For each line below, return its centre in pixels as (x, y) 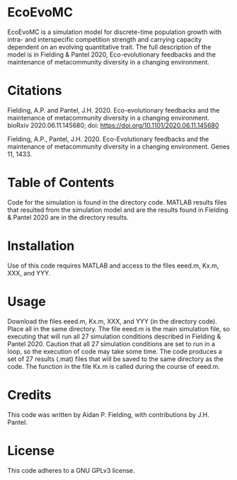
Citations (35, 91)
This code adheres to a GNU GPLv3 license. (71, 470)
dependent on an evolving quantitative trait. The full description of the (109, 47)
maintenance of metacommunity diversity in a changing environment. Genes (118, 147)
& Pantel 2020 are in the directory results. (68, 217)
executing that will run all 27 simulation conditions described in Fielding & (114, 336)
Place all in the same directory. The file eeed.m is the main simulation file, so (118, 328)
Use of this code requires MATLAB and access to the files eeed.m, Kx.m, (113, 265)
